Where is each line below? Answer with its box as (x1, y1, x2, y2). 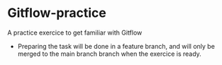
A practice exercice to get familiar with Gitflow (7, 28, 143, 37)
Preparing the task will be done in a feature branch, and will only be (17, 42, 215, 50)
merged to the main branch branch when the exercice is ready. (17, 49, 202, 58)
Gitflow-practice (7, 5, 106, 21)
